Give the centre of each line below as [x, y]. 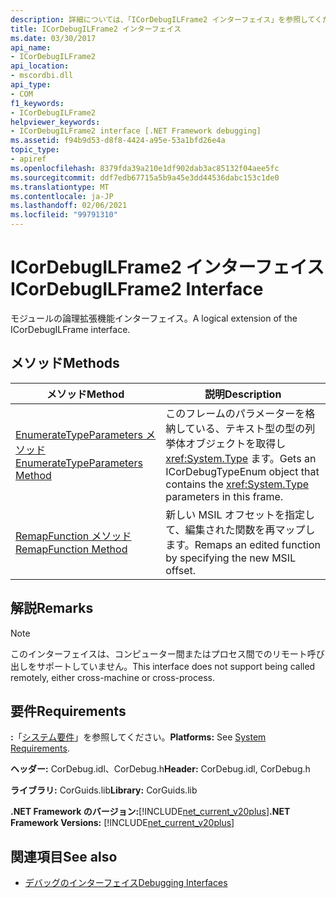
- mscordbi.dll [42, 76]
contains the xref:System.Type [237, 484]
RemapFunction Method [71, 549]
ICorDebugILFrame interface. [70, 329]
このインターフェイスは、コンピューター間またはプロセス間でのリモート [159, 653]
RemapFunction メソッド [73, 536]
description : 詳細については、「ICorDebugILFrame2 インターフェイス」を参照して [163, 19]
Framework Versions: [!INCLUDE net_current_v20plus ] [122, 823]
